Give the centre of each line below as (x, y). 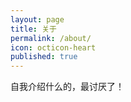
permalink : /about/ (51, 38)
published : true (44, 57)
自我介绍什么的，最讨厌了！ (67, 87)
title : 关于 (33, 29)
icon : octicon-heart (53, 47)
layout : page (37, 19)
